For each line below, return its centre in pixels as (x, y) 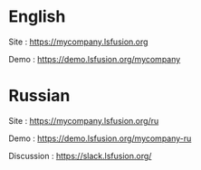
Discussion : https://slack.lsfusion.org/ (80, 156)
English (37, 17)
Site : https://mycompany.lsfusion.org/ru (84, 120)
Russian (39, 96)
